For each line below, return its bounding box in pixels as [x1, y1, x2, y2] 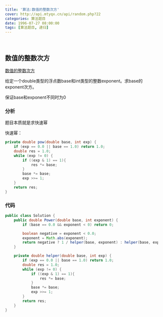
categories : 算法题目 [5, 16, 46, 21]
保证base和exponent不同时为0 [5, 94, 66, 100]
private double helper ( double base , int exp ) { [14, 253, 112, 258]
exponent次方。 [5, 84, 37, 90]
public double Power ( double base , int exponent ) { [14, 217, 118, 223]
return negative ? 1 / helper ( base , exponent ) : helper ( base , [22, 240, 151, 245]
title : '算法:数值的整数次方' [5, 7, 60, 12]
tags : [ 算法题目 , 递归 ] [5, 25, 49, 30]
